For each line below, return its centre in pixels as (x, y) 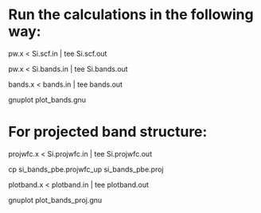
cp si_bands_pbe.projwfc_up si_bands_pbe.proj (86, 169)
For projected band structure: (108, 132)
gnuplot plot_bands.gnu (47, 99)
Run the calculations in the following (131, 15)
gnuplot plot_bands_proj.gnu (55, 199)
